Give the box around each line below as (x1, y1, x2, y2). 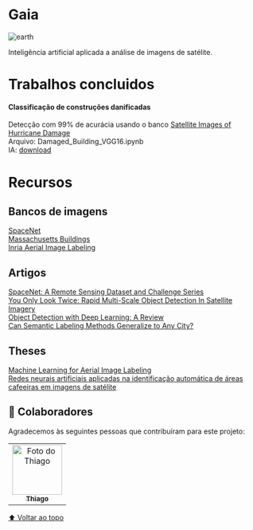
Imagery (8, 304, 36, 314)
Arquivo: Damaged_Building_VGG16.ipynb (8, 137, 144, 147)
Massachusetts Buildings (8, 234, 91, 244)
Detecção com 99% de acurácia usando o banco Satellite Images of (8, 120, 232, 129)
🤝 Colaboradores (8, 405, 94, 419)
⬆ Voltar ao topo (8, 512, 64, 522)
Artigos (8, 265, 46, 280)
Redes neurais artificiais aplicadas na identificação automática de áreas (8, 373, 243, 383)
